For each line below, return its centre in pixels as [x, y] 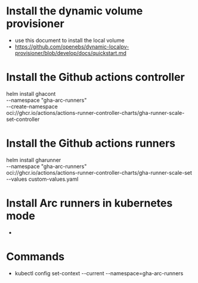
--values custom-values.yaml [42, 179]
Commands [35, 256]
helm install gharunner [34, 160]
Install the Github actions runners [91, 143]
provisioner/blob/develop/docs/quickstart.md [70, 53]
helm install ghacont [31, 93]
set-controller [23, 119]
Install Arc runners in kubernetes [89, 203]
